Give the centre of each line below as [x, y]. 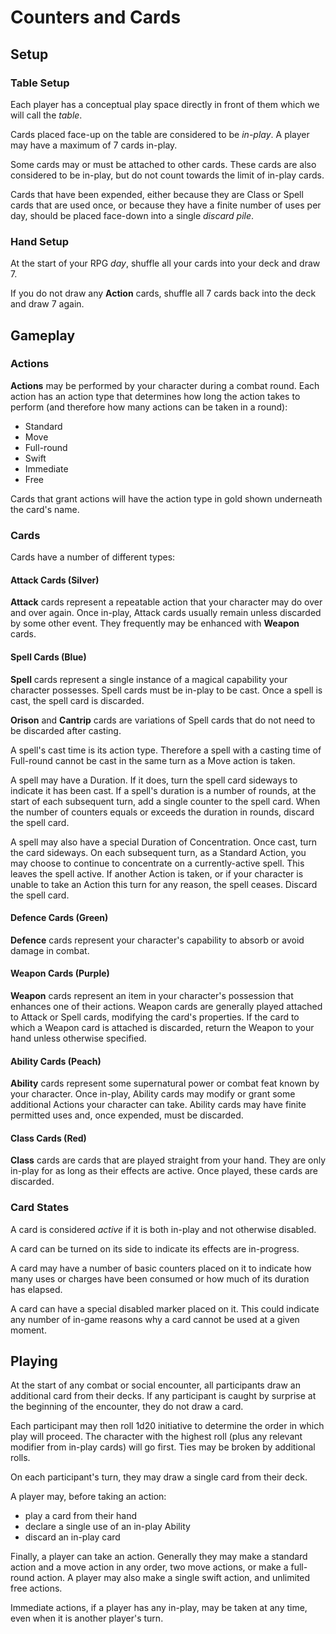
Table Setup [40, 83]
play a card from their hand [80, 1516]
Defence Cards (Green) [59, 918]
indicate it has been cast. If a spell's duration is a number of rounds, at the [163, 790]
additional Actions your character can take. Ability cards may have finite [158, 1105]
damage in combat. [50, 950]
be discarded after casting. [66, 730]
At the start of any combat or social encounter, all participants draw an [155, 1385]
